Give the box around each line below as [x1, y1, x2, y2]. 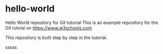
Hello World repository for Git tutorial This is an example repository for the [5, 19, 158, 25]
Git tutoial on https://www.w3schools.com [5, 24, 92, 30]
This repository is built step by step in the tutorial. [5, 34, 108, 40]
